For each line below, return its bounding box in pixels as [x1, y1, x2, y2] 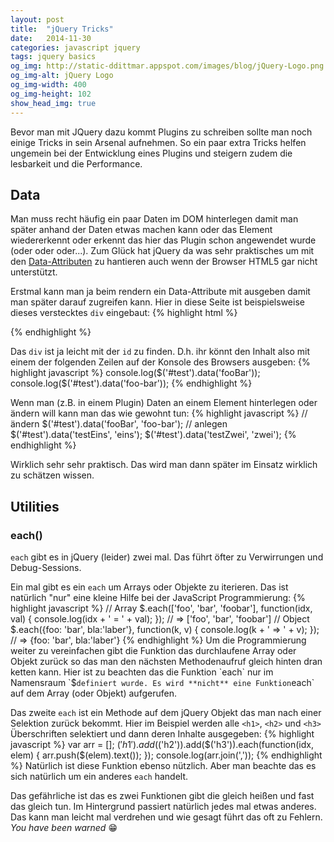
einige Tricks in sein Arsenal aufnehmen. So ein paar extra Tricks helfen [10, 136, 307, 148]
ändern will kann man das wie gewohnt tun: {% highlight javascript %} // [10, 407, 308, 420]
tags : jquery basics [10, 52, 97, 62]
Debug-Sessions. [10, 562, 82, 573]
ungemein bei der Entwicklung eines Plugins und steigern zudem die [10, 147, 293, 159]
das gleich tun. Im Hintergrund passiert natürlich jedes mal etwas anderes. [10, 801, 317, 812]
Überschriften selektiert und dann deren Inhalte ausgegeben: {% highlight [10, 728, 315, 740]
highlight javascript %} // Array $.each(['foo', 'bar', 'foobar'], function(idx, [10, 602, 313, 614]
